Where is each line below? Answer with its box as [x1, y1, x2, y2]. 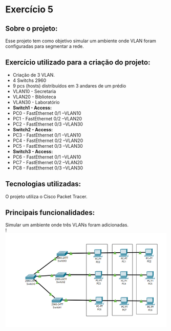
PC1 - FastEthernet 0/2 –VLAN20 [12, 115, 82, 121]
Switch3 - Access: [12, 148, 53, 154]
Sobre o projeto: [5, 24, 58, 33]
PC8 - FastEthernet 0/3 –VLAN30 [12, 165, 83, 171]
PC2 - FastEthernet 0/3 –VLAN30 [12, 121, 83, 127]
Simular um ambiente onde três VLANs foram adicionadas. [5, 222, 129, 228]
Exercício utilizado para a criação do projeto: [5, 58, 151, 67]
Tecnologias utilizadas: [5, 180, 81, 188]
